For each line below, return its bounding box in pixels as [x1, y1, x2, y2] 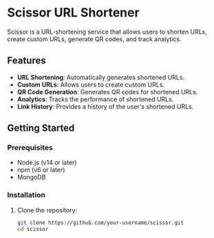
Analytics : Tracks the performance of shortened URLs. [17, 95, 174, 103]
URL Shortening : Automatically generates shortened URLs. [17, 73, 184, 81]
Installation [7, 191, 46, 200]
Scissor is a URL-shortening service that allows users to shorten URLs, [7, 28, 208, 36]
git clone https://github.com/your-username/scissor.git [17, 219, 184, 226]
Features [7, 55, 46, 67]
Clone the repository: [17, 206, 78, 214]
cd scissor [17, 226, 49, 232]
